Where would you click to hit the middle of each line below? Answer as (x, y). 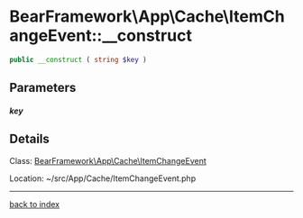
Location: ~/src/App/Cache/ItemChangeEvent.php (103, 178)
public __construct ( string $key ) (78, 59)
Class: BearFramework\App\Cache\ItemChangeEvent (108, 160)
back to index (35, 204)
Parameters (43, 88)
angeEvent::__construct (101, 36)
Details (29, 139)
